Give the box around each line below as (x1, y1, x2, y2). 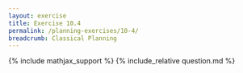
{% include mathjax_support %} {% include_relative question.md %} (8, 56, 236, 66)
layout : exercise (8, 11, 67, 20)
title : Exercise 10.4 (8, 19, 82, 27)
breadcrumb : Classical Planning (8, 34, 117, 43)
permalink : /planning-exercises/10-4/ (8, 26, 139, 34)
